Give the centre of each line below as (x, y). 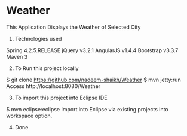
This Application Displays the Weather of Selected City (73, 27)
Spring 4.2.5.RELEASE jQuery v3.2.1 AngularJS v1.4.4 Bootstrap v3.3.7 (92, 50)
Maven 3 (17, 56)
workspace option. (29, 116)
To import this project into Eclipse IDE (61, 98)
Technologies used (38, 38)
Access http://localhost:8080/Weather (53, 86)
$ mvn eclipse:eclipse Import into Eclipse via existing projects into (87, 109)
